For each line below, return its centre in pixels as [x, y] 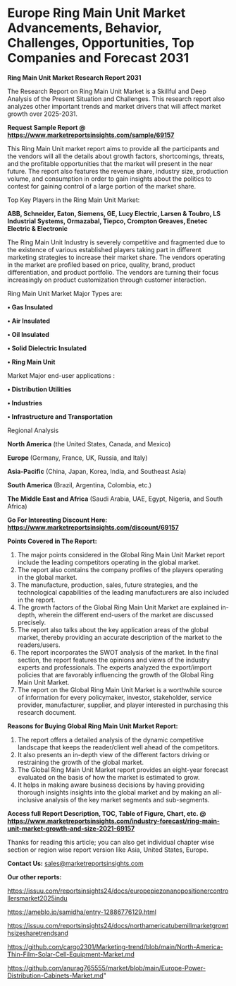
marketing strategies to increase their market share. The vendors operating [116, 257]
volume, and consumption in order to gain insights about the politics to [110, 179]
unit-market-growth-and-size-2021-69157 [71, 828]
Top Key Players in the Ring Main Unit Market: [74, 200]
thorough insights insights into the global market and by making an [114, 792]
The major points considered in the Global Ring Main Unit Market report [121, 554]
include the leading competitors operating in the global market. [109, 562]
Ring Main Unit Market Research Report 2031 [74, 77]
